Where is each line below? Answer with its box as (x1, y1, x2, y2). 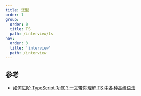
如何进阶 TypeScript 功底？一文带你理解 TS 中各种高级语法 (12, 85, 136, 91)
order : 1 (5, 12, 24, 17)
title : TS (10, 27, 31, 32)
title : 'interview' (10, 45, 51, 51)
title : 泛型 (5, 7, 29, 13)
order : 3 (10, 41, 29, 46)
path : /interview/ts (10, 31, 53, 36)
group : (5, 17, 19, 22)
